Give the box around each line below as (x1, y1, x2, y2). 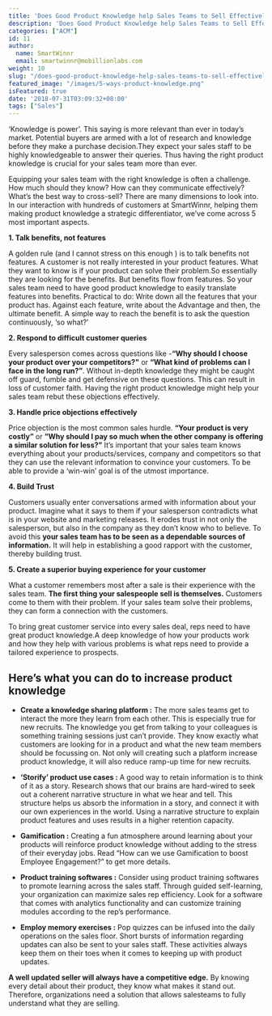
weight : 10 (8, 65, 45, 73)
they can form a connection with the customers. (8, 606, 168, 616)
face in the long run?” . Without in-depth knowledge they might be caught (8, 366, 255, 376)
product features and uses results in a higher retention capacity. (19, 815, 235, 825)
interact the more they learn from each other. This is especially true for (19, 713, 257, 723)
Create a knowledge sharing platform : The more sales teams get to (19, 705, 249, 714)
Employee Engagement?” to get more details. (19, 857, 172, 866)
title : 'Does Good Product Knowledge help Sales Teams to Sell (8, 11, 227, 20)
